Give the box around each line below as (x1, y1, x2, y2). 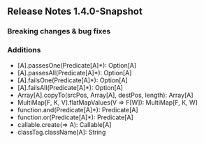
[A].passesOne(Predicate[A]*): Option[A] (17, 61, 137, 69)
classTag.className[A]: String (17, 128, 106, 136)
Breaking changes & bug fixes (7, 27, 111, 36)
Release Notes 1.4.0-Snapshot (7, 6, 143, 17)
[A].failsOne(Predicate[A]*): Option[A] (17, 76, 128, 84)
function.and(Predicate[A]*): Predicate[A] (17, 105, 138, 114)
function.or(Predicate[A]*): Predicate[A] (17, 113, 134, 121)
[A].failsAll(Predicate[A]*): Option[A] (17, 83, 124, 91)
